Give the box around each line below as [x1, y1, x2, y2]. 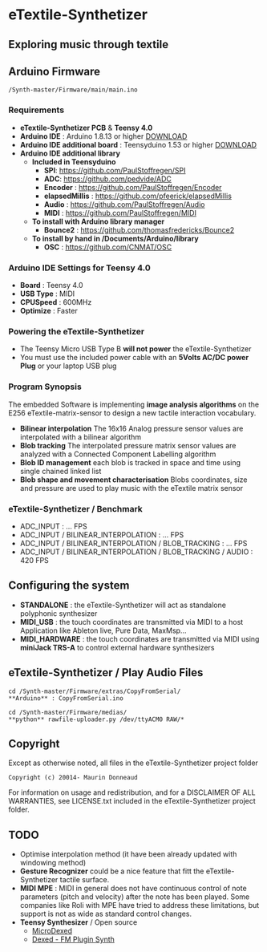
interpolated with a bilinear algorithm [19, 431, 142, 442]
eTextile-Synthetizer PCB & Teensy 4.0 [19, 123, 153, 132]
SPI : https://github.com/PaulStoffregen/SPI [43, 165, 186, 175]
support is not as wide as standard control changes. [19, 909, 192, 919]
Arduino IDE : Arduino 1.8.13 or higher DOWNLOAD [19, 131, 188, 141]
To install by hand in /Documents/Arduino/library [31, 233, 199, 243]
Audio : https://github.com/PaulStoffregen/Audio [43, 199, 205, 209]
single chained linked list [19, 466, 102, 476]
